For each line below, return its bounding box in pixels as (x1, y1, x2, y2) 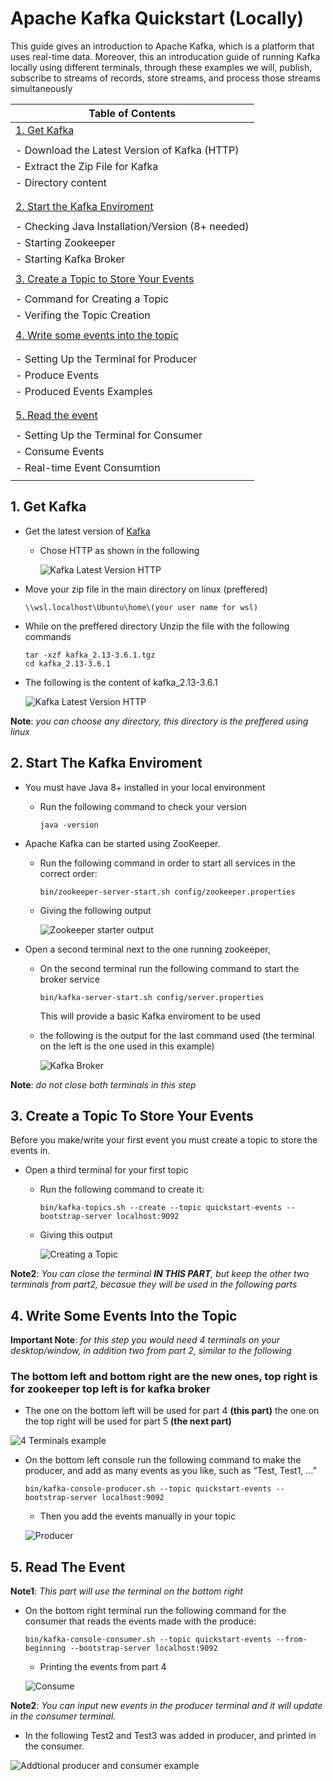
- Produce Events (15, 368, 99, 382)
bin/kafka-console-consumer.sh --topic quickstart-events (24, 1635, 272, 1645)
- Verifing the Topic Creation (15, 308, 151, 322)
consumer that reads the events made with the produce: (24, 1615, 257, 1627)
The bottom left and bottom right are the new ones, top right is (10, 1370, 318, 1384)
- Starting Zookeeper (15, 235, 116, 249)
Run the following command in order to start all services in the (39, 857, 296, 869)
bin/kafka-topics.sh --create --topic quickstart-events (39, 1203, 283, 1213)
